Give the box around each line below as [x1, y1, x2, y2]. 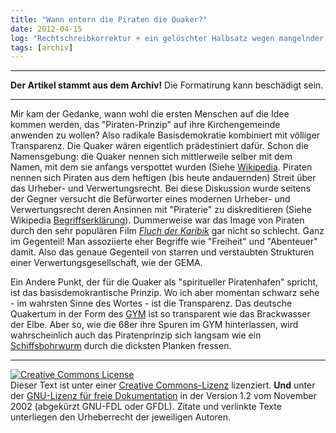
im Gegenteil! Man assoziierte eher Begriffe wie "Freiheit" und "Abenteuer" [10, 236, 318, 248]
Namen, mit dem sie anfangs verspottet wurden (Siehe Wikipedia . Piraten [10, 161, 313, 173]
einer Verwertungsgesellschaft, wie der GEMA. [10, 257, 203, 269]
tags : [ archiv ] [10, 42, 74, 53]
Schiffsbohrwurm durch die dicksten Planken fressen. [10, 340, 232, 352]
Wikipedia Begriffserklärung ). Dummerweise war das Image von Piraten [10, 214, 305, 226]
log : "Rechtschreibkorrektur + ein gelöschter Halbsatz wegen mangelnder [10, 33, 325, 43]
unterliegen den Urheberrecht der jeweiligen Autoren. [10, 411, 232, 423]
